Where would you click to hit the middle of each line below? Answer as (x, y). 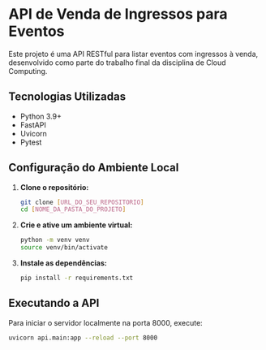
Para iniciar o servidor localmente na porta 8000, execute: (105, 322)
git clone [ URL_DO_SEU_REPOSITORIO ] (82, 202)
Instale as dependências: (63, 263)
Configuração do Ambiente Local (94, 168)
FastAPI (33, 125)
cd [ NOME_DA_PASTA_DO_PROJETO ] (73, 210)
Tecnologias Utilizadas (67, 97)
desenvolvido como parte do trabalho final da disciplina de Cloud (117, 63)
